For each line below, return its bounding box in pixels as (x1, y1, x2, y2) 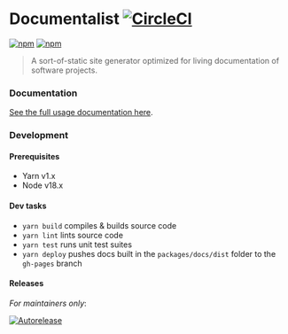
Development (9, 129, 69, 142)
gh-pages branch (21, 258, 82, 268)
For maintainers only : (9, 298, 87, 308)
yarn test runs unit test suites (21, 239, 133, 250)
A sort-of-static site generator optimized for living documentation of (30, 55, 280, 66)
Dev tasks (9, 200, 47, 211)
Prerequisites (9, 151, 60, 161)
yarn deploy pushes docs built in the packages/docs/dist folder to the (21, 248, 276, 259)
